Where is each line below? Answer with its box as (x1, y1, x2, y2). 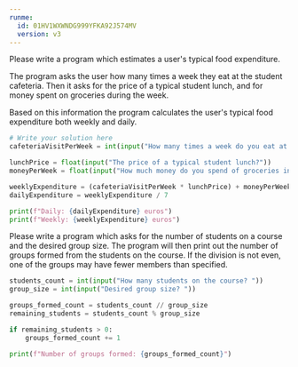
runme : (9, 12, 34, 22)
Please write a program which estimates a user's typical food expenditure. (9, 54, 281, 65)
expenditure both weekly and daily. (9, 116, 137, 127)
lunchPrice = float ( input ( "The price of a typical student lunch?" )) (9, 158, 272, 167)
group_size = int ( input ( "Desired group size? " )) (9, 285, 197, 294)
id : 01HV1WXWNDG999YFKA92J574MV (17, 21, 137, 30)
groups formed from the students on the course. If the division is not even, (9, 250, 281, 260)
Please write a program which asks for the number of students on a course (9, 231, 283, 242)
